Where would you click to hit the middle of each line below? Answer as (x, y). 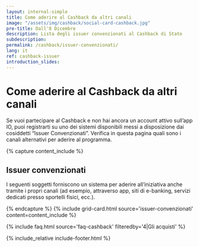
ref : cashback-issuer (33, 56)
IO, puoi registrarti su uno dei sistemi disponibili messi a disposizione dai (95, 127)
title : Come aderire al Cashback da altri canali (69, 17)
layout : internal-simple (37, 12)
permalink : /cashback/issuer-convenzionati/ (62, 45)
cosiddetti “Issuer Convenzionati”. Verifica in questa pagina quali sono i (94, 133)
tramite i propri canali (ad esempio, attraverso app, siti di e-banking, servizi (98, 191)
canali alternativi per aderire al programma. (59, 140)
